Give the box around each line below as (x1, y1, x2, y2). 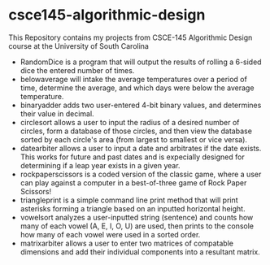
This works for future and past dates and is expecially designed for (20, 152, 246, 162)
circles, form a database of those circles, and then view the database (20, 126, 252, 136)
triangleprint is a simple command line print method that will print (20, 195, 238, 205)
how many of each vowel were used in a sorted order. (20, 229, 201, 239)
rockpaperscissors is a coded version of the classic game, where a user (20, 169, 262, 179)
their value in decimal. (20, 108, 95, 119)
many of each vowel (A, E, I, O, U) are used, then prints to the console (20, 221, 255, 231)
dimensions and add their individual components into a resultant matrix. (20, 246, 260, 257)
